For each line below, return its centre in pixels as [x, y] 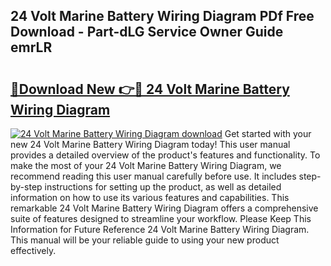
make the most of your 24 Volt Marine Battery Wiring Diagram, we [146, 165]
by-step [26, 187]
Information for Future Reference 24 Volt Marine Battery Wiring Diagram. [160, 229]
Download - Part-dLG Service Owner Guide [147, 32]
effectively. [33, 250]
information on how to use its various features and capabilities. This [150, 197]
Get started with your [268, 133]
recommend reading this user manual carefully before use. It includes [153, 176]
